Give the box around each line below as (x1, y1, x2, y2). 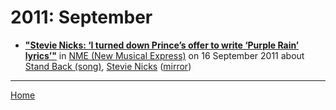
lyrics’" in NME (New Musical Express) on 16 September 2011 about (24, 49, 305, 61)
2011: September (10, 6, 153, 29)
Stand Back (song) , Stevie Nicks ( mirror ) (24, 60, 192, 72)
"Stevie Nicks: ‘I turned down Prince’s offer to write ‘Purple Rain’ (24, 39, 300, 51)
